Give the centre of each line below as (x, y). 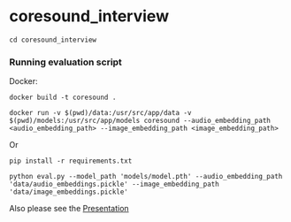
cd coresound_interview (53, 40)
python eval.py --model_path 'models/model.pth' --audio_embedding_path (146, 177)
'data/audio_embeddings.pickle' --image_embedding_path (114, 184)
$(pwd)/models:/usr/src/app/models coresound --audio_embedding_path (140, 121)
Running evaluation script (65, 62)
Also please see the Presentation (69, 209)
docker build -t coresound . (63, 98)
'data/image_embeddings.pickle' (69, 192)
